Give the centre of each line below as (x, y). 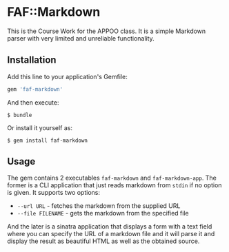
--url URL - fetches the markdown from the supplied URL (99, 206)
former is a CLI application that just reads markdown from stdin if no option (114, 185)
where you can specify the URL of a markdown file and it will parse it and (111, 234)
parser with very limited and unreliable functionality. (81, 38)
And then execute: (33, 102)
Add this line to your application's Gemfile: (67, 76)
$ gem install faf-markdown (48, 140)
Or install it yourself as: (40, 127)
